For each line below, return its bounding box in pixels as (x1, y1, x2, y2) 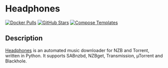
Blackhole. (5, 58, 27, 64)
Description (5, 34, 43, 42)
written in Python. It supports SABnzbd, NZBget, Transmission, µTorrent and (5, 52, 163, 58)
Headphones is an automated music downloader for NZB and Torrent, (5, 47, 149, 53)
